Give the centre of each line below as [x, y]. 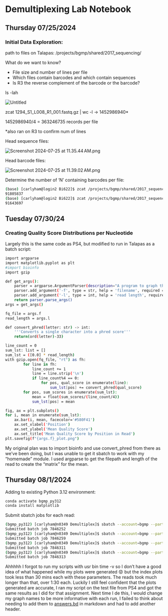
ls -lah [12, 92]
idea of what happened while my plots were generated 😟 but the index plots [84, 572]
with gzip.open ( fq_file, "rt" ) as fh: [45, 360]
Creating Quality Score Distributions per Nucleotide [69, 233]
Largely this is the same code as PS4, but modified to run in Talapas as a [80, 244]
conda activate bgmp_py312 [33, 501]
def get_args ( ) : [22, 281]
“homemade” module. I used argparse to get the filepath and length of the [81, 459]
